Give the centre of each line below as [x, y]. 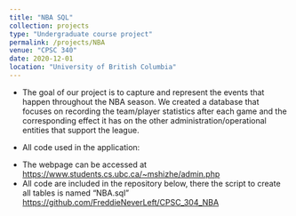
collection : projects [49, 26]
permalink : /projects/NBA [57, 42]
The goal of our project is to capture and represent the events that [143, 92]
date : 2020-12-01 [41, 59]
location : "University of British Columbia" [93, 68]
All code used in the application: [81, 147]
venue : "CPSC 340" [43, 51]
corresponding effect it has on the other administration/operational [144, 120]
